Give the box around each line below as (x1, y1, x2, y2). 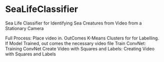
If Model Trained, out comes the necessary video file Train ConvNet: (5, 40, 146, 46)
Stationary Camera (5, 25, 44, 31)
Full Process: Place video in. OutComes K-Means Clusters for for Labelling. (5, 35, 159, 41)
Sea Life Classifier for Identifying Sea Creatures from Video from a (5, 20, 142, 26)
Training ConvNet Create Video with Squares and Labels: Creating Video (5, 45, 155, 51)
